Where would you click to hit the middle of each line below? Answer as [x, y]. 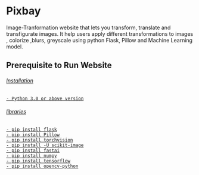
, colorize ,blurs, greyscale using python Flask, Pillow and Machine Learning [99, 40]
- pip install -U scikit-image [45, 145]
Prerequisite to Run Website [59, 65]
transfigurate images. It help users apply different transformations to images [100, 33]
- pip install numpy [32, 156]
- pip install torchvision [40, 140]
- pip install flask [32, 130]
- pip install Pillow [33, 135]
